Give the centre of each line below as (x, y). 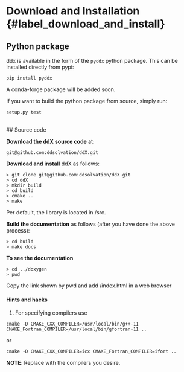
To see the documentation (40, 258)
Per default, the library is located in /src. (56, 212)
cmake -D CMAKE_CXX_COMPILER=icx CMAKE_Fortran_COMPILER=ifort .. (91, 351)
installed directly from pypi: (40, 67)
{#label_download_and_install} (86, 24)
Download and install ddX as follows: (53, 164)
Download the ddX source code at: (50, 141)
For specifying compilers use (51, 313)
